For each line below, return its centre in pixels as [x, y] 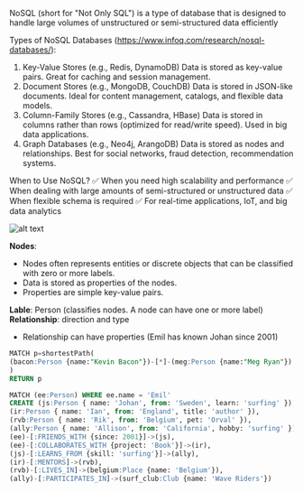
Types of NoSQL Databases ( [64, 40]
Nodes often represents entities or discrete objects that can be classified [157, 264]
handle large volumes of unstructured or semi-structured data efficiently [144, 23]
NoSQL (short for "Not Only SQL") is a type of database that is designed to [148, 13]
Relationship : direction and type [69, 319]
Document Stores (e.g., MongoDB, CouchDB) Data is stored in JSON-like [157, 86]
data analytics [35, 211]
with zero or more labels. [69, 273]
